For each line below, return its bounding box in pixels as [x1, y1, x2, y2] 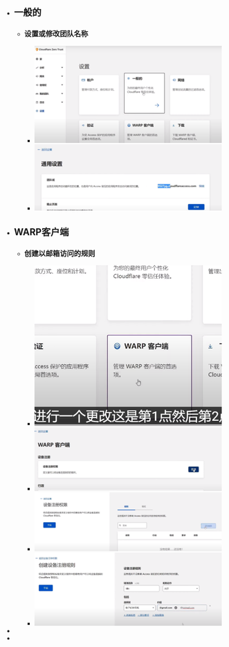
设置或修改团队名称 [24, 29, 89, 39]
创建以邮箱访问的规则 [24, 248, 95, 258]
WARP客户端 [13, 226, 69, 238]
